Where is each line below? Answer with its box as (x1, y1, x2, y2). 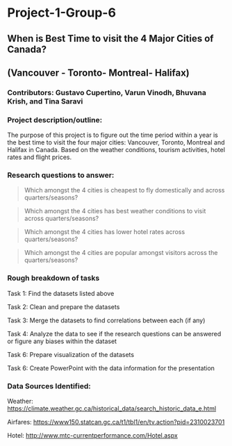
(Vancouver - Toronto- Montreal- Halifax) (7, 67, 190, 79)
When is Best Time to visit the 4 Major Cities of (7, 33, 214, 44)
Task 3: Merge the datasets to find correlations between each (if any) (7, 316, 206, 324)
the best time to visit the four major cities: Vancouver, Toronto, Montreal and (7, 138, 225, 147)
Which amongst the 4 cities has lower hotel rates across (24, 228, 185, 236)
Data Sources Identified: (7, 381, 92, 390)
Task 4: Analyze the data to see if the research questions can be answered (7, 329, 222, 338)
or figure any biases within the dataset (7, 337, 117, 345)
